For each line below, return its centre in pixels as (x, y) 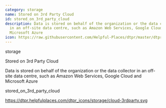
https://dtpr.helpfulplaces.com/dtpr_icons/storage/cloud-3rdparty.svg (76, 100)
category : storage (24, 10)
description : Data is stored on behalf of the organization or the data (82, 24)
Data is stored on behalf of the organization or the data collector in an (76, 70)
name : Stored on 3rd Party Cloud (40, 14)
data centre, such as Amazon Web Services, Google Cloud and (78, 76)
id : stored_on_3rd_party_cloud (37, 19)
